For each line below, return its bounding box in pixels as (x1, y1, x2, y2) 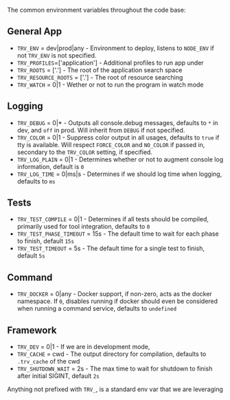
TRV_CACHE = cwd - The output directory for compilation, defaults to (16, 350, 207, 358)
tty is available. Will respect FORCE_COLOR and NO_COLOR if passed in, (16, 140, 205, 148)
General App (7, 25, 62, 37)
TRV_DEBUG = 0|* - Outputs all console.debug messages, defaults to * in (16, 118, 218, 126)
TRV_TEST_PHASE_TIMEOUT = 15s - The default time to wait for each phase (16, 230, 219, 238)
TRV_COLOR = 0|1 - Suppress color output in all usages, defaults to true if (16, 133, 220, 142)
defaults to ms (16, 177, 56, 185)
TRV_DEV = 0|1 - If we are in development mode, (16, 343, 150, 351)
